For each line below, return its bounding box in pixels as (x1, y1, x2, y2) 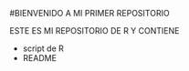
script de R (22, 43, 64, 54)
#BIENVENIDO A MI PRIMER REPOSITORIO (9, 8, 171, 18)
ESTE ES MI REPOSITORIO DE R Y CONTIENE (9, 25, 180, 35)
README (22, 53, 58, 63)
